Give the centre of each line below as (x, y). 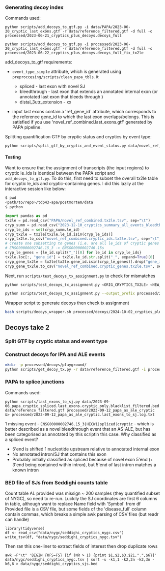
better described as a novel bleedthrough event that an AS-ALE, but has (78, 429)
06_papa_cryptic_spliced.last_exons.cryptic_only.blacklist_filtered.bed (82, 406)
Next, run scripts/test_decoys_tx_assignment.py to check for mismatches (80, 276)
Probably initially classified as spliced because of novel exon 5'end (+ (83, 459)
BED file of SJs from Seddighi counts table (56, 482)
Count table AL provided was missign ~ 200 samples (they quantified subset (82, 493)
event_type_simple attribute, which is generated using (67, 72)
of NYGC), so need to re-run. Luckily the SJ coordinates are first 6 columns (81, 499)
